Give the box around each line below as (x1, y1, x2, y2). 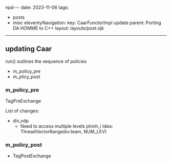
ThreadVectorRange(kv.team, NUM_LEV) (20, 129, 107, 135)
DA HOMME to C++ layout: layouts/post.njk (12, 25, 104, 31)
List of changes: (5, 108, 39, 114)
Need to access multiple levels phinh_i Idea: (20, 123, 113, 129)
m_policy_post (5, 142, 42, 149)
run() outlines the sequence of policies (5, 58, 87, 64)
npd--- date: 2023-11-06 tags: (5, 5, 69, 10)
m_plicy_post (12, 74, 40, 80)
